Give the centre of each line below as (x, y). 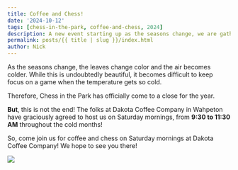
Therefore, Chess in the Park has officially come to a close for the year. (111, 96)
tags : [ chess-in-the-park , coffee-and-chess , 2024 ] (85, 27)
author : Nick (27, 47)
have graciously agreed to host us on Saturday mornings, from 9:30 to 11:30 (119, 117)
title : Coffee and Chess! (45, 14)
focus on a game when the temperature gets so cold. (85, 82)
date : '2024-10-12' (36, 21)
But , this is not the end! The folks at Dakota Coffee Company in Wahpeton (115, 109)
